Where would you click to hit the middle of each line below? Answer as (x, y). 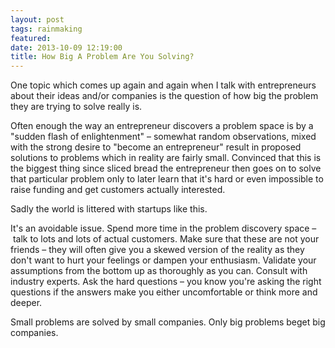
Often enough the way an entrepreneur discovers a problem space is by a (162, 126)
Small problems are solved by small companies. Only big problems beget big (168, 322)
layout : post (37, 19)
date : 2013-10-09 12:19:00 (66, 47)
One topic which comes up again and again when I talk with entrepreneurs (163, 85)
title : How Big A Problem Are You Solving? (102, 57)
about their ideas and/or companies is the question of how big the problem (164, 96)
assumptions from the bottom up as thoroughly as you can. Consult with (159, 271)
